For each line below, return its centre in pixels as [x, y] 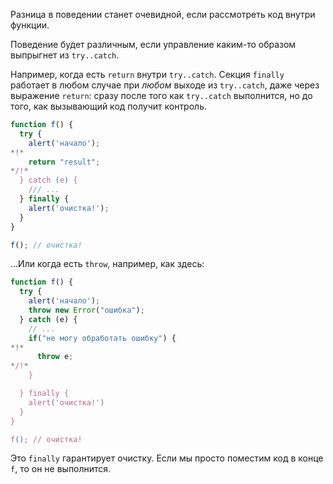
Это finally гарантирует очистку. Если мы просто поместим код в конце [167, 458]
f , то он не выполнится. [61, 469]
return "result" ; [64, 162]
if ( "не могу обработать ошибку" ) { [102, 338]
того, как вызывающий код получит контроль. [108, 106]
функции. [30, 25]
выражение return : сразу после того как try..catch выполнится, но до [161, 95]
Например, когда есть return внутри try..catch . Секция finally [147, 74]
